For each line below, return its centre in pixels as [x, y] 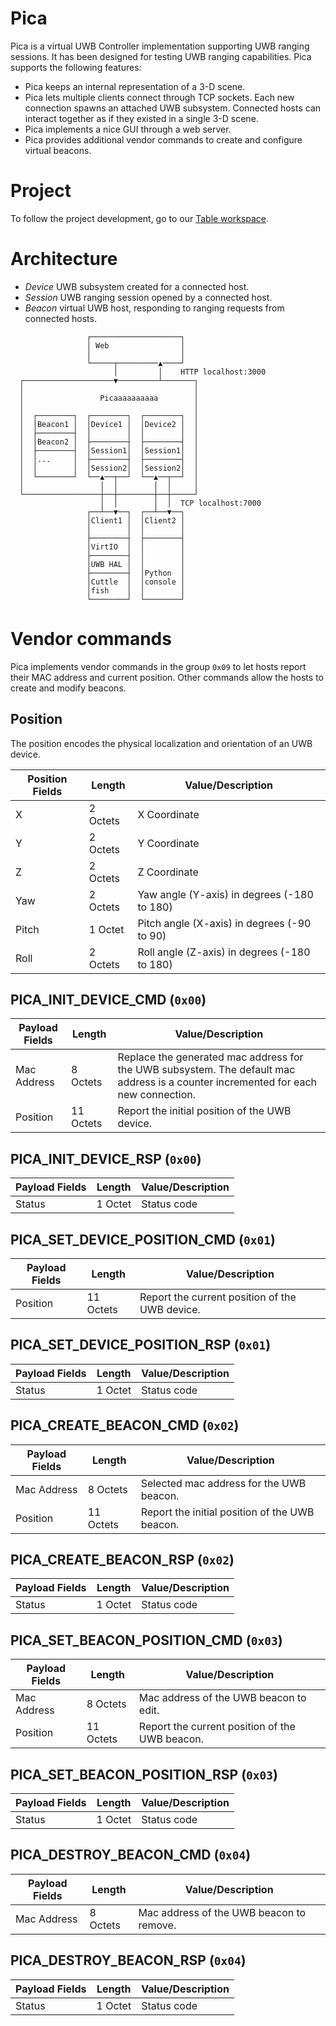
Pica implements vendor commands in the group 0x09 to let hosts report [158, 666]
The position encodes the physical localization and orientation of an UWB [161, 743]
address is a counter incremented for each [217, 1082]
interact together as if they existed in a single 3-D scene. [141, 118]
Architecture [64, 259]
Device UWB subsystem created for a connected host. [137, 286]
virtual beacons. [58, 150]
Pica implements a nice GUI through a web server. [128, 129]
